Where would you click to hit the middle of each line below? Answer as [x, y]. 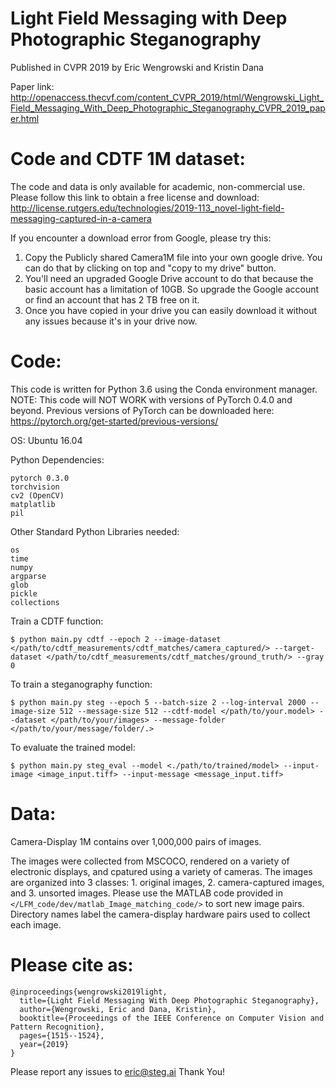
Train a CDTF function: [57, 621]
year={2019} [44, 1044]
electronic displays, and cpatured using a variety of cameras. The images [161, 871]
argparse [28, 576]
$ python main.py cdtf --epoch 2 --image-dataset [116, 639]
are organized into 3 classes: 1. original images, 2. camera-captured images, [167, 882]
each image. [36, 924]
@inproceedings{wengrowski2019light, [89, 992]
